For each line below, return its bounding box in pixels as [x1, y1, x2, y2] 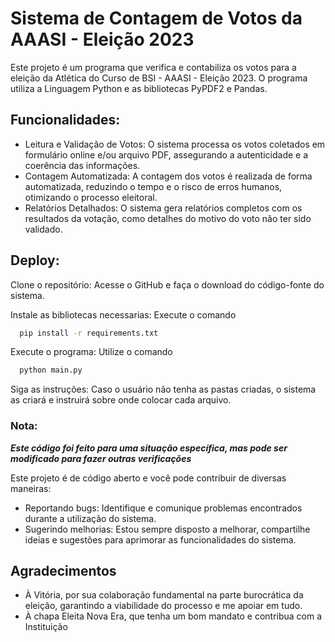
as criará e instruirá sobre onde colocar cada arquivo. [10, 394, 232, 406]
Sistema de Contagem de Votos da [10, 7, 303, 30]
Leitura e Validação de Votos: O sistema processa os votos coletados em [24, 138, 326, 150]
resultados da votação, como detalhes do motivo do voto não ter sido [24, 212, 312, 224]
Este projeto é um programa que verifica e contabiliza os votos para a [10, 61, 297, 73]
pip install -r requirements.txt [19, 328, 159, 338]
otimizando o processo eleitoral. [24, 191, 158, 203]
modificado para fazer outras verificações [10, 452, 192, 464]
